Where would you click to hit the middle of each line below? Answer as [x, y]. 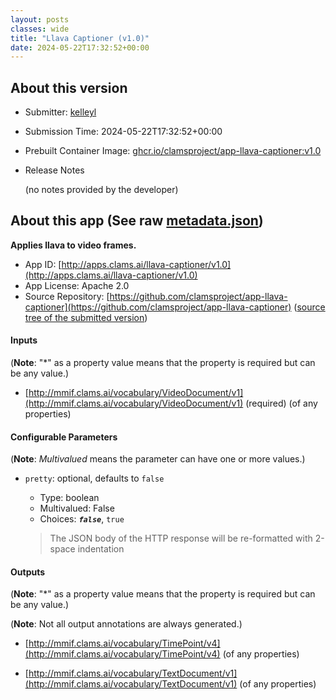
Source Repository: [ [67, 296]
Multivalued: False [77, 508]
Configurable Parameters [64, 437]
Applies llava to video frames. [73, 245]
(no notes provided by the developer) [101, 190]
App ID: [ [43, 264]
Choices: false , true [82, 519]
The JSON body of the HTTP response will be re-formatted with [181, 538]
